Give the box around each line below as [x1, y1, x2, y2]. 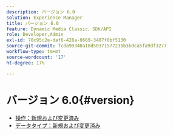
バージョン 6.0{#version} [6, 93, 135, 107]
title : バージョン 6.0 [6, 20, 59, 26]
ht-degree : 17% [6, 60, 45, 66]
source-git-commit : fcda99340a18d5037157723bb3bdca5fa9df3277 [6, 43, 167, 49]
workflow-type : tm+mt [6, 49, 61, 55]
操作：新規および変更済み [15, 114, 80, 122]
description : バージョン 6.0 [6, 9, 75, 15]
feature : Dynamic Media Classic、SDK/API [6, 26, 112, 32]
